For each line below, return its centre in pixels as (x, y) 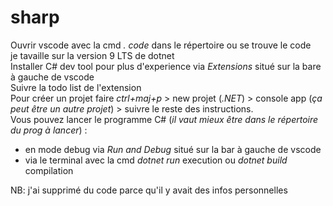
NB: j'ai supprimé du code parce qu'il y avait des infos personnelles (149, 190)
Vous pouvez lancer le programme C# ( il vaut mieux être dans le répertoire (164, 119)
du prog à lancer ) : (49, 130)
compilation (49, 170)
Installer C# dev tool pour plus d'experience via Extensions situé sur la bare (166, 66)
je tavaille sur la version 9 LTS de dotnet (92, 55)
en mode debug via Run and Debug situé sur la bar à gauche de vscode (173, 149)
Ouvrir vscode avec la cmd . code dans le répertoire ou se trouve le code (161, 45)
